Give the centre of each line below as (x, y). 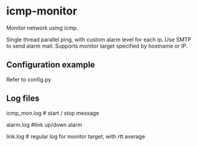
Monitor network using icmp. (42, 28)
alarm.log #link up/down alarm (44, 124)
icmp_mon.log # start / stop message (53, 113)
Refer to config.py (29, 79)
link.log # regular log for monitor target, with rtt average (76, 136)
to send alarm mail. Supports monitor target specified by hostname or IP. (97, 46)
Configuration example (51, 65)
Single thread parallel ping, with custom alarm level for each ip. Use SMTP (99, 39)
